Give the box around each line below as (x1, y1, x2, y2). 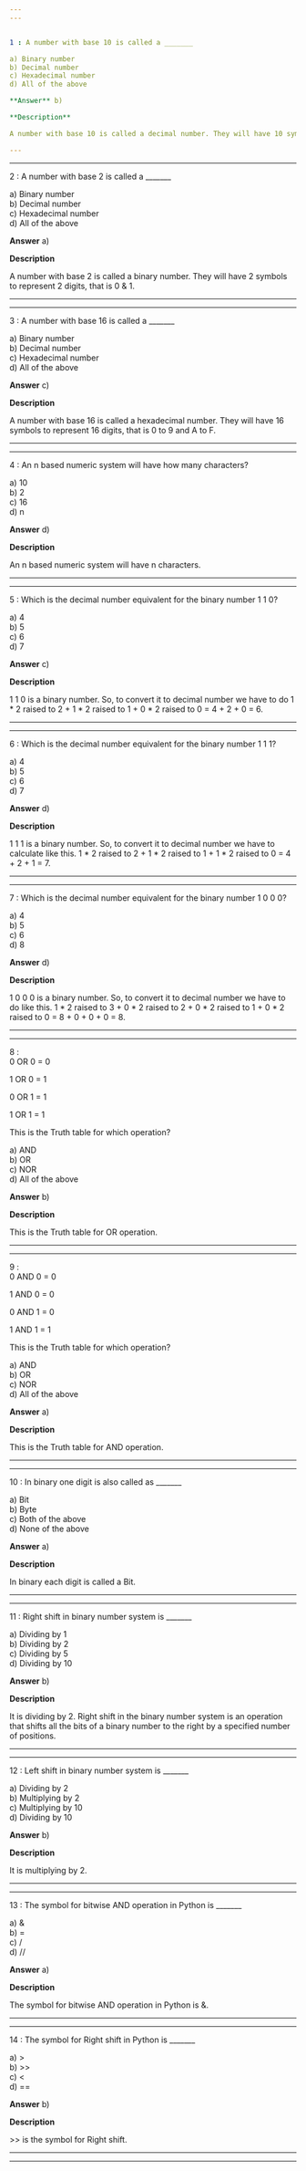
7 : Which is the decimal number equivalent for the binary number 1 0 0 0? (9, 892, 287, 903)
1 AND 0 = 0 (9, 1289, 55, 1299)
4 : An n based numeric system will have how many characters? (9, 459, 249, 470)
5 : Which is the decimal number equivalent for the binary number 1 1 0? (9, 594, 279, 605)
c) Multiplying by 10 (9, 1801, 84, 1812)
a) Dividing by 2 (9, 1782, 69, 1793)
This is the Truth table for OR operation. (9, 1226, 158, 1237)
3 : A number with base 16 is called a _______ (9, 315, 175, 326)
